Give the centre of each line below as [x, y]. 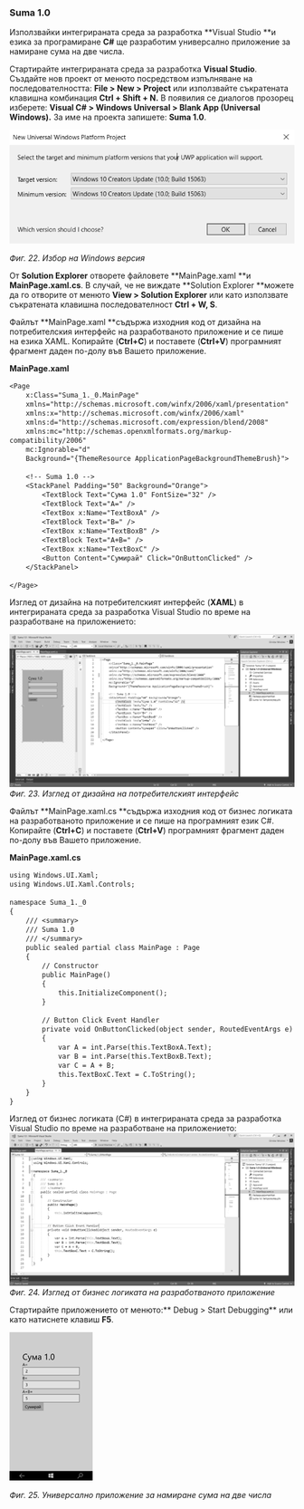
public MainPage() [76, 975]
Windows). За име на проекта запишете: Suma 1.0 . [108, 117]
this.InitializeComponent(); [113, 993]
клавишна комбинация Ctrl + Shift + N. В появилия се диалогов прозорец [152, 98]
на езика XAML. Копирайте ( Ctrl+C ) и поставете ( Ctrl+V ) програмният [146, 341]
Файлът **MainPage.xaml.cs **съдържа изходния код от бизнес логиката [151, 811]
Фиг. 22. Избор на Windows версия [77, 258]
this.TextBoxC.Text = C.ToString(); [127, 1074]
